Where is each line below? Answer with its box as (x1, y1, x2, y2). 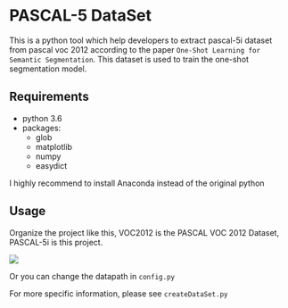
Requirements (9, 89, 89, 104)
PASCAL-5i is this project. (9, 237, 103, 247)
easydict (35, 160, 68, 171)
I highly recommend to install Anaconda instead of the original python (9, 178, 265, 188)
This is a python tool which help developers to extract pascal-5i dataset (9, 35, 273, 46)
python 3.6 (21, 112, 62, 123)
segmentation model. (9, 63, 87, 74)
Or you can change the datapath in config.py (9, 271, 176, 281)
